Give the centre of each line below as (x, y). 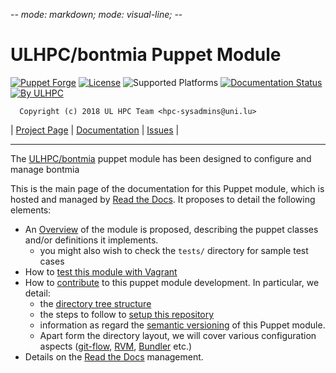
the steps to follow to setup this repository (127, 314)
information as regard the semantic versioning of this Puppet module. (182, 325)
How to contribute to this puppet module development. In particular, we (172, 282)
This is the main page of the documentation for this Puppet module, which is (167, 188)
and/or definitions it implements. (91, 240)
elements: (31, 210)
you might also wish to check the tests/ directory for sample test (174, 250)
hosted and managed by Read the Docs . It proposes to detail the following (163, 199)
